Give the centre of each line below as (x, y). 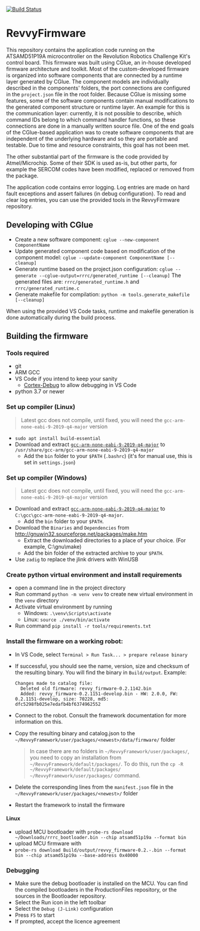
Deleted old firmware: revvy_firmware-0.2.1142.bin (86, 689)
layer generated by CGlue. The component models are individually (87, 81)
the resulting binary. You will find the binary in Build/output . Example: (101, 672)
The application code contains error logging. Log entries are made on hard (98, 187)
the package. (22, 176)
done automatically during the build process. (61, 317)
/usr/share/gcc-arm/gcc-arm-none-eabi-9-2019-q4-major (84, 450)
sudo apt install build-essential (58, 438)
